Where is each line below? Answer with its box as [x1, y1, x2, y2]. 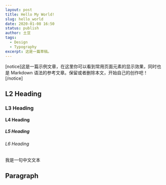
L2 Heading [5, 89, 41, 98]
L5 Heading [5, 128, 30, 134]
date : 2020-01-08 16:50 [5, 21, 55, 26]
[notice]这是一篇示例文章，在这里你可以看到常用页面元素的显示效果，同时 [5, 63, 157, 69]
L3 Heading [5, 104, 34, 111]
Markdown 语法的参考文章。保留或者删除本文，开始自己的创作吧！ [10, 69, 148, 75]
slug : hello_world [5, 16, 43, 21]
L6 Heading [5, 141, 29, 147]
